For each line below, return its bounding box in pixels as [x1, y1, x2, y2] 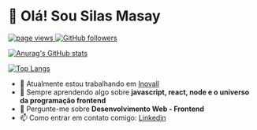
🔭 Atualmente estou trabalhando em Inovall [19, 79, 160, 88]
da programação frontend [19, 95, 106, 105]
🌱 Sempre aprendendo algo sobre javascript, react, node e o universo [19, 87, 250, 97]
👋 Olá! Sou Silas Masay [8, 7, 161, 25]
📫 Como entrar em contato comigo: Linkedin [19, 113, 167, 122]
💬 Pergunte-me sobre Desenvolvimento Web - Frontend [19, 104, 205, 113]
